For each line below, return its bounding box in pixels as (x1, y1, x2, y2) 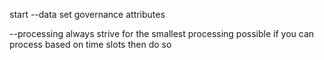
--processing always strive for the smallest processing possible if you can (9, 28, 315, 39)
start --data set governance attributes (9, 9, 166, 20)
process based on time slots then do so (9, 39, 172, 50)
